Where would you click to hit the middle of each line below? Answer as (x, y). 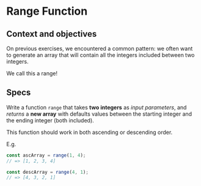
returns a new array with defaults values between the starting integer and (99, 114)
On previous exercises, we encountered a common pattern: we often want (100, 48)
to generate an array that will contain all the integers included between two (100, 55)
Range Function (47, 11)
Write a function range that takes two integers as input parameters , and (97, 107)
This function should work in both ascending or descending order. (90, 132)
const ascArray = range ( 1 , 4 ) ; (46, 155)
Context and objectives (52, 34)
